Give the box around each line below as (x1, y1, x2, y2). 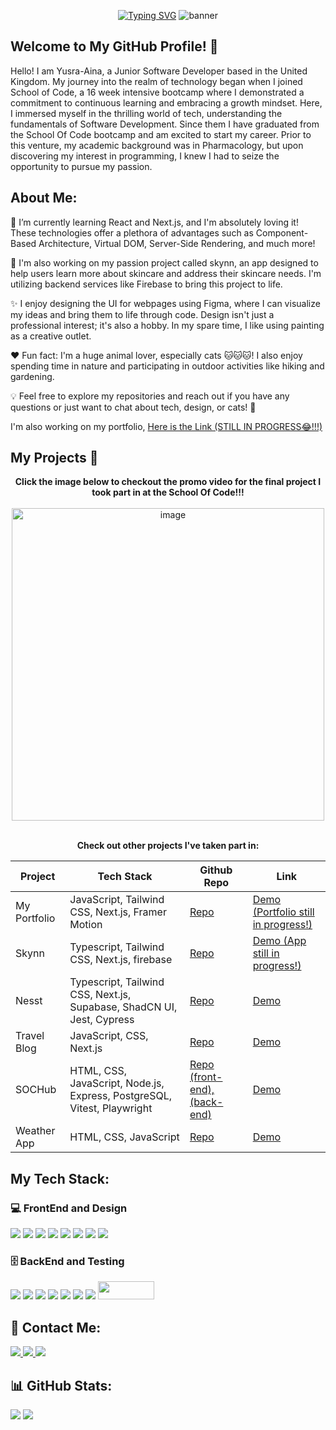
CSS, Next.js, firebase (69, 953, 173, 967)
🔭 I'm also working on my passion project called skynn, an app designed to (10, 256, 319, 269)
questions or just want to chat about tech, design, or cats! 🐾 (10, 401, 257, 413)
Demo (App (252, 934, 307, 948)
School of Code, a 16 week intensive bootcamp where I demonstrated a (10, 86, 305, 98)
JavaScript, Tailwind (69, 893, 165, 907)
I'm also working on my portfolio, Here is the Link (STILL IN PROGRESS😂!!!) (10, 420, 323, 432)
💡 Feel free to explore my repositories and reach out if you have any (10, 390, 290, 402)
